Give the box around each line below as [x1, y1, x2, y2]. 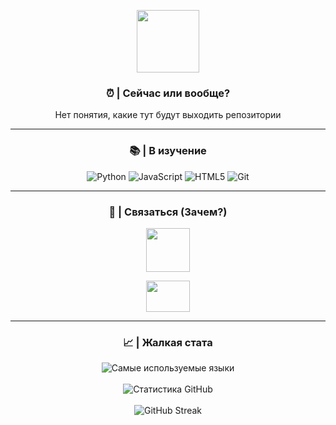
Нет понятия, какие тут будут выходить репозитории [54, 109, 282, 121]
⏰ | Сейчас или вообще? [105, 86, 231, 100]
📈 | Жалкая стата [123, 335, 213, 349]
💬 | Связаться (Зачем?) [108, 205, 228, 219]
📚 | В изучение [129, 144, 207, 158]
